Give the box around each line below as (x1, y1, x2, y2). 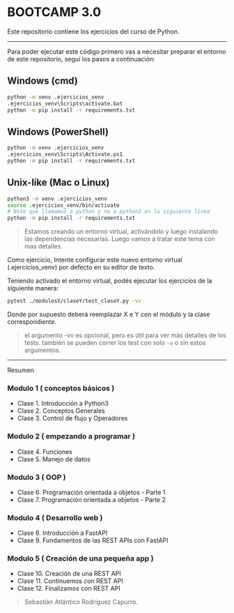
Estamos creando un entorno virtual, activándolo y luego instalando (24, 228, 219, 236)
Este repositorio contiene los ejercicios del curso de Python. (7, 27, 180, 36)
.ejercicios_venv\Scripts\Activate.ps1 (7, 151, 123, 158)
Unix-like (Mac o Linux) (7, 177, 110, 189)
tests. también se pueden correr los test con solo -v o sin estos (24, 339, 206, 346)
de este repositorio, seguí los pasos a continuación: (7, 54, 155, 63)
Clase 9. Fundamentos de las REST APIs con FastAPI (17, 536, 169, 545)
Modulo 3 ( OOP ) (7, 472, 66, 482)
